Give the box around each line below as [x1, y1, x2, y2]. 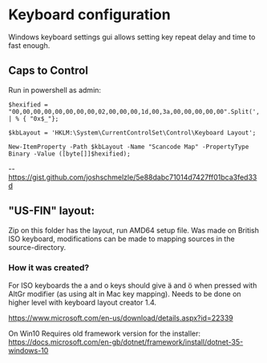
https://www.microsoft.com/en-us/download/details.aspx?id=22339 [8, 313, 234, 322]
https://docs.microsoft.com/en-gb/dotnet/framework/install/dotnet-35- [8, 337, 244, 346]
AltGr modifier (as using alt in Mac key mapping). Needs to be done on [8, 288, 242, 298]
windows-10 [8, 345, 49, 355]
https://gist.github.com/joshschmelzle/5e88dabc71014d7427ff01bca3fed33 [8, 172, 257, 182]
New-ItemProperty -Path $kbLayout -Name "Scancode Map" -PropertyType [8, 143, 249, 151]
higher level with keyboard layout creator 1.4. [8, 297, 157, 307]
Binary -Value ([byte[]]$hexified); [8, 150, 131, 158]
